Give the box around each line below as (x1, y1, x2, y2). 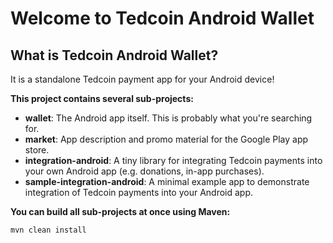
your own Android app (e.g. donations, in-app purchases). (24, 165, 265, 177)
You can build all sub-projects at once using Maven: (10, 206, 231, 217)
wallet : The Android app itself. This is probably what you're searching (24, 112, 313, 124)
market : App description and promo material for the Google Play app (24, 133, 309, 145)
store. (24, 144, 50, 156)
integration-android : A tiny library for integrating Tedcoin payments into (24, 155, 323, 166)
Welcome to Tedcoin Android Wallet (10, 7, 315, 30)
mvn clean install (10, 225, 87, 235)
